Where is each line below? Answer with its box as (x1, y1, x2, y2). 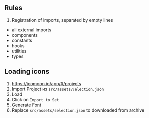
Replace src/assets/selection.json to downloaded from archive (11, 107, 145, 113)
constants (11, 37, 33, 43)
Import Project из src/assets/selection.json (11, 86, 104, 92)
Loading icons (4, 67, 50, 76)
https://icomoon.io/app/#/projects (11, 80, 81, 86)
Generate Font (11, 102, 42, 108)
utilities (11, 48, 27, 54)
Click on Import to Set (11, 96, 59, 102)
